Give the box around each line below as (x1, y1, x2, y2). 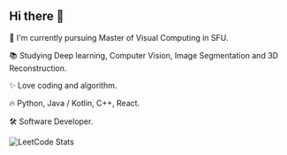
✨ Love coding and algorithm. (9, 80, 117, 90)
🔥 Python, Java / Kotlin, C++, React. (9, 97, 140, 108)
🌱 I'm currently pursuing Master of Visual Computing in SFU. (9, 32, 229, 43)
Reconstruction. (9, 63, 67, 74)
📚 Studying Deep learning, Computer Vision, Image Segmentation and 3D (9, 50, 279, 60)
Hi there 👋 (9, 9, 64, 24)
